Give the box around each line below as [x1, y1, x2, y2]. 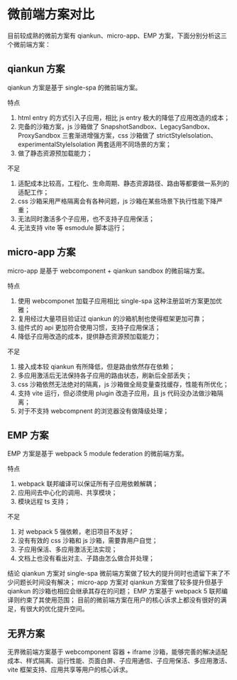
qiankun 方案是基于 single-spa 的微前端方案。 [7, 83, 142, 92]
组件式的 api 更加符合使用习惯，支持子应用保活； [17, 323, 161, 331]
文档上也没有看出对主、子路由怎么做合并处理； [17, 554, 155, 563]
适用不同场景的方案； [109, 140, 172, 148]
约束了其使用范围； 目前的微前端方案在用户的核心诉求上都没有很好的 [19, 596, 221, 604]
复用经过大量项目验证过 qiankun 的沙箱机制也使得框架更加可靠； [17, 314, 206, 323]
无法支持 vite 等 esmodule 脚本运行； [17, 223, 127, 231]
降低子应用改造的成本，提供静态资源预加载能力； [17, 331, 161, 341]
